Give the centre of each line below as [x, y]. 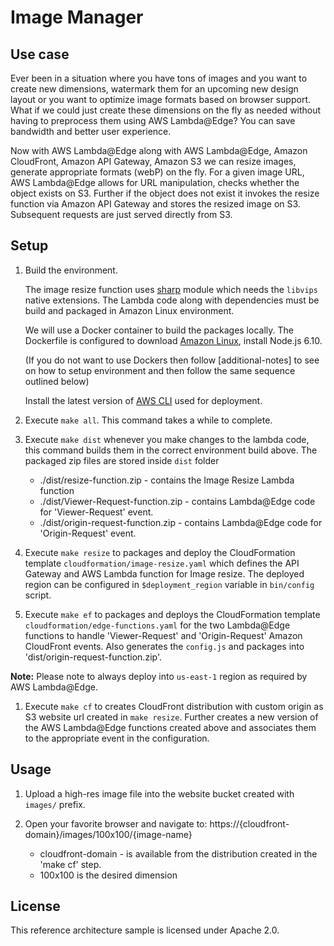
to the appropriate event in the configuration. [117, 738]
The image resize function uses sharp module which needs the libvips [171, 289]
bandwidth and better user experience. [91, 131]
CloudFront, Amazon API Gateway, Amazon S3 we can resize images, [153, 161]
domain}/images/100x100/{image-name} [108, 834]
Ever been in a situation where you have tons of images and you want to [159, 78]
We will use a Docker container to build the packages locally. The [159, 330]
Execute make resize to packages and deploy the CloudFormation [160, 552]
